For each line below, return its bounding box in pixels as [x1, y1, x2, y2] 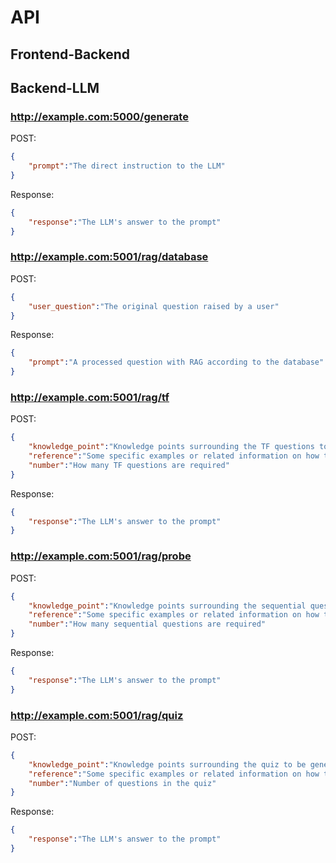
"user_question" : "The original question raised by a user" [28, 301, 280, 311]
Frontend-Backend [10, 46, 131, 63]
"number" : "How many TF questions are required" [28, 460, 230, 470]
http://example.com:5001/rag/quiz [10, 708, 184, 722]
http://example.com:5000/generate [10, 109, 189, 123]
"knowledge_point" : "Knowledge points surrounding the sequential [28, 601, 307, 611]
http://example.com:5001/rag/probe [10, 549, 192, 563]
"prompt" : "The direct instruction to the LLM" [28, 161, 226, 171]
